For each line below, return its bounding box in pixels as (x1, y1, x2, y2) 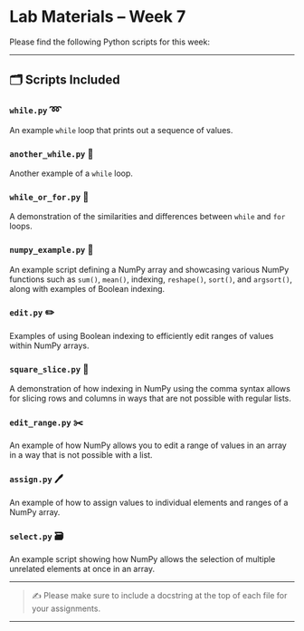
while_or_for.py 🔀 (9, 190, 90, 203)
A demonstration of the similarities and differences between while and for (9, 211, 286, 222)
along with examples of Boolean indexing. (9, 283, 166, 294)
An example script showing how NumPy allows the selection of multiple (9, 554, 276, 564)
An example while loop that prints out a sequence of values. (9, 124, 233, 135)
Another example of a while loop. (9, 168, 134, 179)
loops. (9, 220, 33, 232)
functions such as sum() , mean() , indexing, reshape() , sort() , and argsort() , (9, 274, 292, 285)
